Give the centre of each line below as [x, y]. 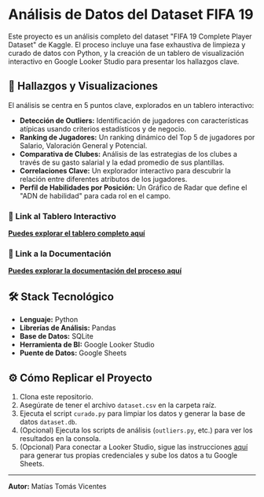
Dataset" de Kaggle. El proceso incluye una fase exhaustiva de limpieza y [127, 44]
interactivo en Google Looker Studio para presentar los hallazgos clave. [124, 61]
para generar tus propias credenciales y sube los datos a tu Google [128, 455]
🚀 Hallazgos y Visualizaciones [83, 86]
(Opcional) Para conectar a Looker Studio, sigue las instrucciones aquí [134, 447]
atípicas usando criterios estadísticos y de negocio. [103, 128]
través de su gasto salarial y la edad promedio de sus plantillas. [122, 162]
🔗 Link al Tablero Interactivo [62, 216]
